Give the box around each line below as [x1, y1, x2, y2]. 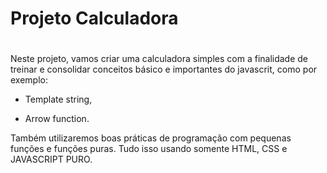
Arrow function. [24, 113, 90, 125]
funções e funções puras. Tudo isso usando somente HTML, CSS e [10, 143, 288, 155]
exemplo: [10, 74, 48, 86]
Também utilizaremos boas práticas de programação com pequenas [10, 132, 292, 144]
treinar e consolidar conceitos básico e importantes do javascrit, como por [10, 63, 318, 76]
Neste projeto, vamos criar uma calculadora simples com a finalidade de [10, 53, 309, 65]
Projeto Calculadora [10, 7, 179, 30]
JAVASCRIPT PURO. [10, 153, 93, 166]
